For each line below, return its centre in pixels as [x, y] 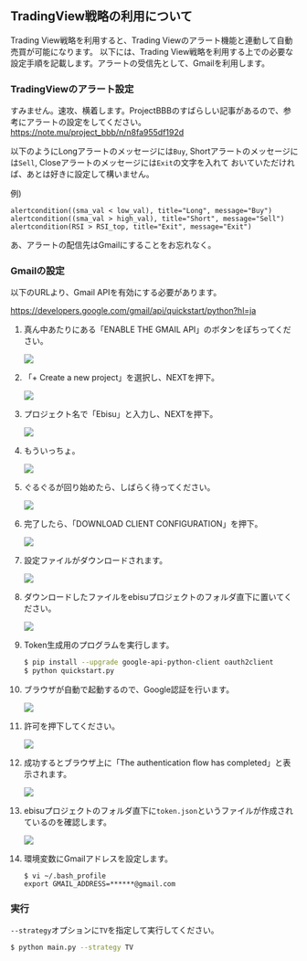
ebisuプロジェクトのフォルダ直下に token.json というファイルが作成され [158, 811]
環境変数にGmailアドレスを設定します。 [98, 859]
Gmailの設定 [37, 271]
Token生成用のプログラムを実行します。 [99, 645]
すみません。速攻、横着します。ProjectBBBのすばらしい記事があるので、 [147, 111]
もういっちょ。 [52, 451]
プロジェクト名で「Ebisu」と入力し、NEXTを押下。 [121, 414]
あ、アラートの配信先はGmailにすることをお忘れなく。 [113, 245]
